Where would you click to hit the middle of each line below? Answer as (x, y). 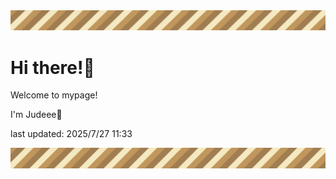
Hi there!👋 (52, 67)
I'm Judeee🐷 (36, 115)
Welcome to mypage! (54, 95)
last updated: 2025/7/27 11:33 (71, 134)
